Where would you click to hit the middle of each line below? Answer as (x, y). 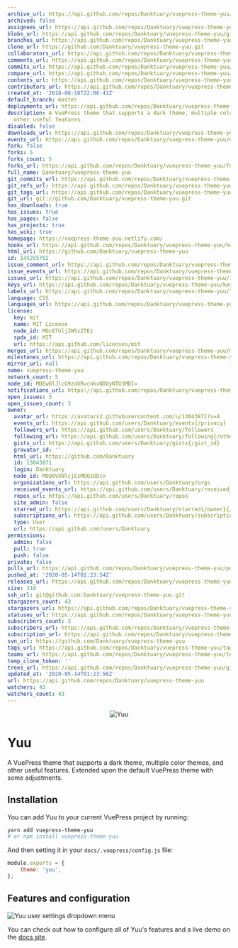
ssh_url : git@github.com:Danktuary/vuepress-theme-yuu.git (96, 595)
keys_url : (22, 285)
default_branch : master (42, 100)
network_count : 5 (33, 377)
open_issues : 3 (30, 397)
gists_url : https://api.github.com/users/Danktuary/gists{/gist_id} (117, 443)
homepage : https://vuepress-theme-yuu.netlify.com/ (85, 239)
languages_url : (30, 305)
